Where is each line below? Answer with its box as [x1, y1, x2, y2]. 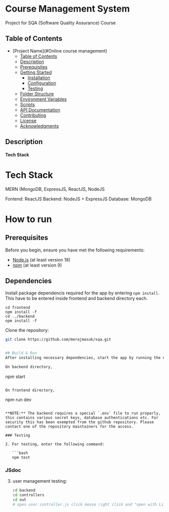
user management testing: [12, 478, 67, 484]
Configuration [27, 80, 56, 86]
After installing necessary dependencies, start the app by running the [5, 355, 161, 361]
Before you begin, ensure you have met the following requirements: [5, 247, 145, 253]
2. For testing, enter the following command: [5, 441, 105, 447]
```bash [12, 450, 28, 455]
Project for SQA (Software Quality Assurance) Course [5, 20, 116, 26]
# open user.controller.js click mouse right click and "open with [12, 502, 157, 507]
